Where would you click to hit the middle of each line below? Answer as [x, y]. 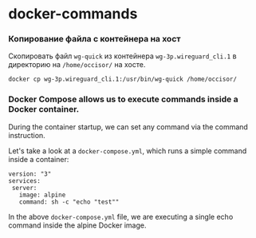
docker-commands [73, 14]
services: [25, 180]
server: [24, 188]
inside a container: [39, 159]
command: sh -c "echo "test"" [69, 202]
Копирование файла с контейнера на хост [95, 39]
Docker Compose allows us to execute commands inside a [123, 99]
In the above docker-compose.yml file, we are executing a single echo [121, 216]
